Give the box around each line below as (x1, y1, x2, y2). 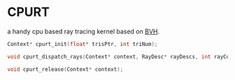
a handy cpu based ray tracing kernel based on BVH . (7, 27, 160, 35)
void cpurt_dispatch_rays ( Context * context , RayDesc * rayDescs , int (7, 53, 211, 60)
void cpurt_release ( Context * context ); (7, 65, 124, 73)
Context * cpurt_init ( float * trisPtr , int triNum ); (7, 40, 158, 47)
